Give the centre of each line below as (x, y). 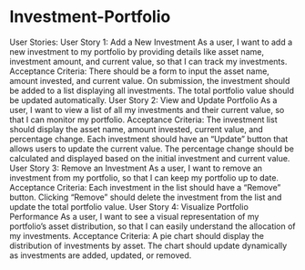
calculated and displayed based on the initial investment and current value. (150, 158)
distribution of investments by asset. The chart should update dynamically (148, 245)
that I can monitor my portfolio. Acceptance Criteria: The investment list (143, 119)
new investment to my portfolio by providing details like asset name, (137, 51)
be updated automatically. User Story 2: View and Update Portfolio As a (143, 100)
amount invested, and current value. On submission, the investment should (150, 80)
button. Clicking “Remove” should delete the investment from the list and (146, 197)
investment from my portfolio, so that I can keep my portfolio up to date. (144, 177)
